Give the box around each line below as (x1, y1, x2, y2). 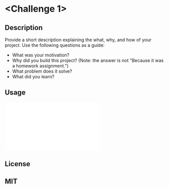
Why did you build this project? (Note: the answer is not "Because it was (12, 57, 164, 64)
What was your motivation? (12, 52, 70, 58)
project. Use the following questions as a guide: (5, 42, 105, 48)
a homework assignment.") (12, 63, 69, 69)
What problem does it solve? (12, 68, 72, 74)
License (5, 160, 31, 168)
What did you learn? (12, 74, 54, 79)
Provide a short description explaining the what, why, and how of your (5, 37, 152, 43)
